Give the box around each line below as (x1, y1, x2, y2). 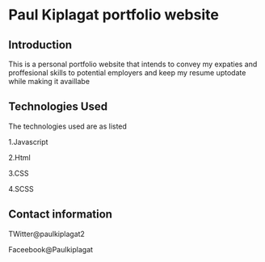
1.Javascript (8, 137, 48, 146)
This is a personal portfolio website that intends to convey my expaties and (8, 59, 258, 69)
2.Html (8, 152, 31, 163)
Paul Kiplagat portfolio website (8, 6, 220, 24)
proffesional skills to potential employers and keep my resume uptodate (8, 68, 246, 78)
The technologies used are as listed (8, 121, 128, 131)
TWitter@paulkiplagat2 (8, 229, 85, 239)
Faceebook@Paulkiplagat (8, 244, 94, 254)
